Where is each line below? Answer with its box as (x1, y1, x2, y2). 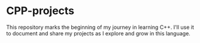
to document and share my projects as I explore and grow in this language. (6, 29, 190, 37)
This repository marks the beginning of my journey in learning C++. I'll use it (6, 24, 195, 31)
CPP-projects (6, 4, 75, 18)
